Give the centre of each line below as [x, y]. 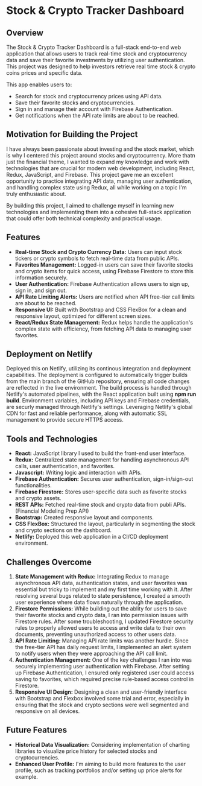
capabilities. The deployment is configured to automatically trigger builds [97, 375]
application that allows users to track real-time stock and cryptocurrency [97, 54]
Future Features [37, 730]
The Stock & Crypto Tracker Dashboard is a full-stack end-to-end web [94, 47]
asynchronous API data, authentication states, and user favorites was [101, 583]
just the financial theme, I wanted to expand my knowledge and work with [98, 162]
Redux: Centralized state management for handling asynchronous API [102, 460]
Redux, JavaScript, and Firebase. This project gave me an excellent [90, 174]
